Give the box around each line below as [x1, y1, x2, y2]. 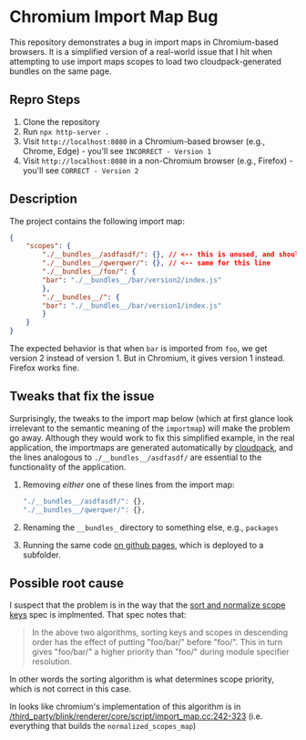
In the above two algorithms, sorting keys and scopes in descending [31, 627, 289, 638]
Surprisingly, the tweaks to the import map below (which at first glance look [9, 412, 293, 423]
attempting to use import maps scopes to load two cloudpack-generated [9, 56, 282, 67]
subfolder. [22, 549, 61, 560]
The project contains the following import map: [9, 215, 185, 226]
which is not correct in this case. [9, 683, 132, 694]
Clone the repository [22, 116, 100, 127]
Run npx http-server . [22, 126, 109, 137]
